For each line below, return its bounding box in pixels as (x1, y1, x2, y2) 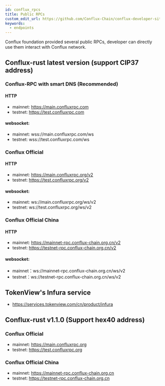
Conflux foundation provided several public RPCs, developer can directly (5, 39, 152, 45)
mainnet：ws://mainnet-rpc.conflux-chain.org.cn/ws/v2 (12, 268, 126, 274)
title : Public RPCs (5, 12, 45, 17)
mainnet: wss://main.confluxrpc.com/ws (12, 131, 94, 137)
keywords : (5, 21, 26, 26)
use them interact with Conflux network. (5, 44, 86, 50)
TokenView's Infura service (5, 288, 91, 297)
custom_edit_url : (5, 16, 41, 21)
